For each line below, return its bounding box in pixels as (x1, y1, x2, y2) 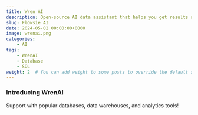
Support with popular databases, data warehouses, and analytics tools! (6, 101, 179, 109)
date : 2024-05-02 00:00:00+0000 (6, 25, 85, 31)
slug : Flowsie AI (6, 19, 49, 25)
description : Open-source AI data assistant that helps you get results (6, 14, 189, 20)
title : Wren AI (6, 8, 44, 15)
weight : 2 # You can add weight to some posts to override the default (6, 69, 189, 75)
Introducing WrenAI (6, 88, 64, 97)
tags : (6, 47, 19, 53)
